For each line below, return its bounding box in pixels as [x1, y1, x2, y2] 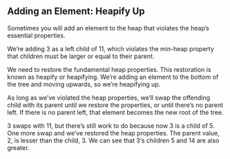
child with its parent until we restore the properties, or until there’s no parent [7, 100, 223, 109]
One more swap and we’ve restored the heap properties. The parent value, [7, 129, 220, 137]
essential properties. [7, 31, 66, 39]
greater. [7, 143, 30, 151]
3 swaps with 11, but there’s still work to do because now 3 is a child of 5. [7, 121, 215, 130]
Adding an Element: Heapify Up [7, 6, 145, 17]
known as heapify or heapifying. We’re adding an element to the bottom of [7, 73, 219, 81]
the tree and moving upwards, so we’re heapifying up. [7, 79, 161, 88]
